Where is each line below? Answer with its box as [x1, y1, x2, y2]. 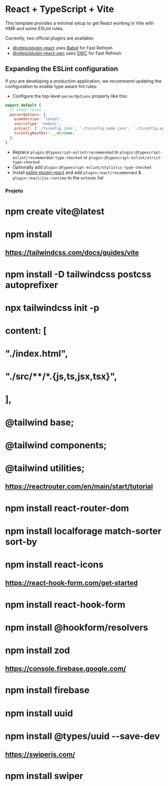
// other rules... [9, 107, 48, 112]
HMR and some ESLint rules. [5, 25, 64, 31]
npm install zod [5, 645, 70, 656]
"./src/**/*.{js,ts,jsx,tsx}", [5, 371, 117, 382]
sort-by [5, 536, 37, 547]
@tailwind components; [5, 439, 107, 451]
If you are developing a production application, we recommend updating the [5, 78, 161, 84]
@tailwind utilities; [5, 462, 85, 474]
